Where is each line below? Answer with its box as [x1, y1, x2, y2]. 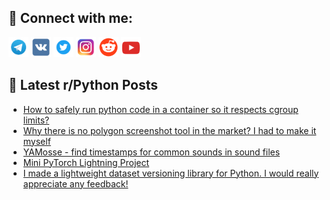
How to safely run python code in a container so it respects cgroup [22, 103, 299, 115]
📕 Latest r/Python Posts [8, 77, 159, 94]
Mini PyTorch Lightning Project [22, 156, 150, 168]
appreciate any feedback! [22, 177, 129, 190]
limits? [22, 114, 50, 126]
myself [22, 135, 51, 147]
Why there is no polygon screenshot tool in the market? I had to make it [22, 124, 317, 136]
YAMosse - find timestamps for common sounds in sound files [22, 146, 281, 158]
